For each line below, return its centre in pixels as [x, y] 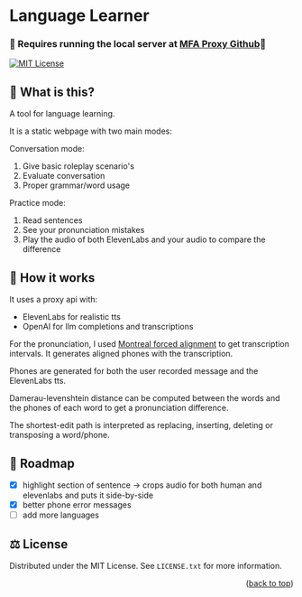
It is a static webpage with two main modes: [91, 131]
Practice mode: [37, 203]
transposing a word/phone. [59, 435]
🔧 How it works [52, 278]
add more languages [60, 515]
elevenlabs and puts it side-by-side [88, 495]
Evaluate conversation [64, 176]
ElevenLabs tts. [37, 381]
